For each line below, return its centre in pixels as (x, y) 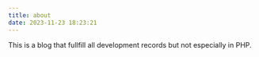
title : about (30, 15)
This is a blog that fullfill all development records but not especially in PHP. (130, 45)
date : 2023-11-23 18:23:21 (53, 23)
